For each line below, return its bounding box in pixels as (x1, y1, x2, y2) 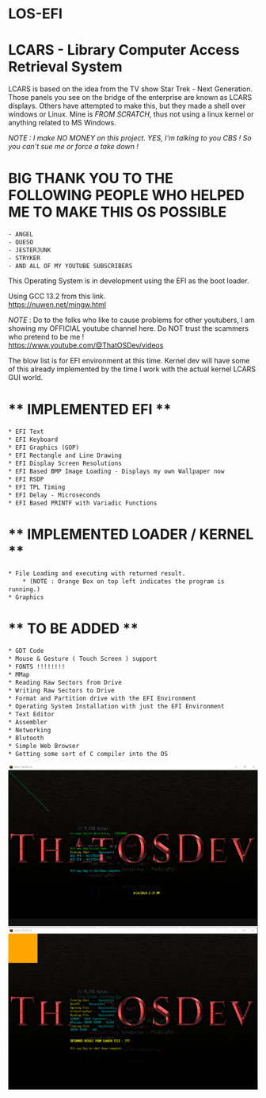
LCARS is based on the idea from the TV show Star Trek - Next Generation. (8, 84, 253, 94)
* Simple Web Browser (8, 742, 80, 750)
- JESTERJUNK (8, 247, 51, 255)
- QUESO (8, 239, 34, 247)
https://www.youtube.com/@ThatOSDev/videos (8, 340, 164, 350)
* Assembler (8, 718, 47, 726)
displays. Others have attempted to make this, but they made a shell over (8, 101, 246, 111)
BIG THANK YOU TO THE (8, 170, 174, 187)
